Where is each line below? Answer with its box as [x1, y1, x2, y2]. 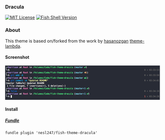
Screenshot [5, 54, 29, 60]
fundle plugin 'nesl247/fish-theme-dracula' [5, 131, 98, 136]
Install [5, 106, 18, 112]
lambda [5, 43, 21, 49]
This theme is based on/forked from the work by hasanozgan [5, 38, 129, 44]
